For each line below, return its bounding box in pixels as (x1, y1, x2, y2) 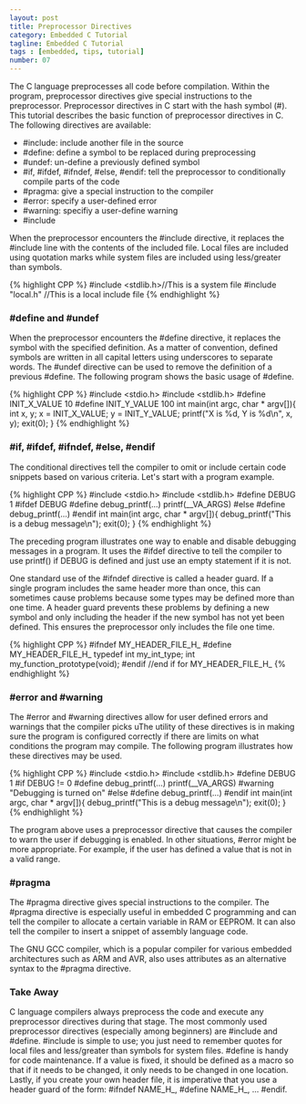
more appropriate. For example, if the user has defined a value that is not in (9, 843, 292, 854)
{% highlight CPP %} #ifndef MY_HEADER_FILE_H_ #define (9, 639, 232, 650)
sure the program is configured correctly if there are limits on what (9, 731, 260, 742)
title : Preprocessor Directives (9, 22, 132, 31)
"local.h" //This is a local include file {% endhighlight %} (9, 289, 220, 299)
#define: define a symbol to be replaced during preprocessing (22, 147, 257, 158)
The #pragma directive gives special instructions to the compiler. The (9, 897, 270, 908)
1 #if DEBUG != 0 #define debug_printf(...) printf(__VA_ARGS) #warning (9, 777, 275, 788)
